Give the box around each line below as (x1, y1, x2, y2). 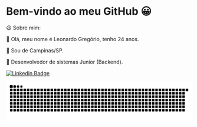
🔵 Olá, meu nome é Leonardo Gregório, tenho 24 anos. (6, 35, 139, 42)
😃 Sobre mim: (6, 24, 41, 31)
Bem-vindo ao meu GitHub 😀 (6, 5, 152, 18)
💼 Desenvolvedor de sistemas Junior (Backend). (6, 58, 123, 65)
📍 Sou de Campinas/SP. (6, 46, 64, 54)
